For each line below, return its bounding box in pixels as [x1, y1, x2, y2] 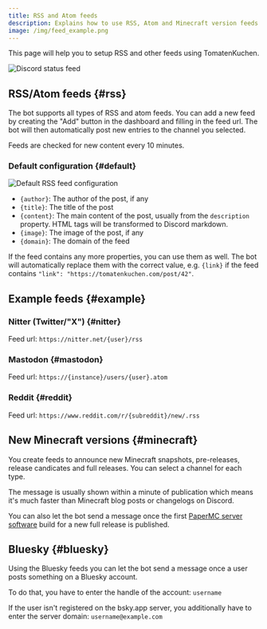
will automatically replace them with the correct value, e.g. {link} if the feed [8, 260, 259, 270]
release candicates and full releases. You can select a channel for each [8, 463, 242, 473]
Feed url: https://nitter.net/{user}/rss [8, 334, 143, 344]
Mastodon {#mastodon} [8, 354, 104, 366]
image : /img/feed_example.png [8, 26, 109, 34]
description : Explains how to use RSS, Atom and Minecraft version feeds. [8, 19, 262, 27]
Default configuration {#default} [8, 160, 137, 172]
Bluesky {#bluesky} [8, 542, 109, 556]
